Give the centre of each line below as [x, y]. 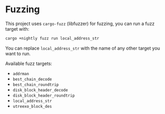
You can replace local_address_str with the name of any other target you [83, 48]
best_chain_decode [32, 79]
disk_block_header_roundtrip [44, 96]
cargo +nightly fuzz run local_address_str [52, 38]
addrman [21, 74]
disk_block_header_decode [40, 90]
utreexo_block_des [32, 106]
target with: [17, 29]
